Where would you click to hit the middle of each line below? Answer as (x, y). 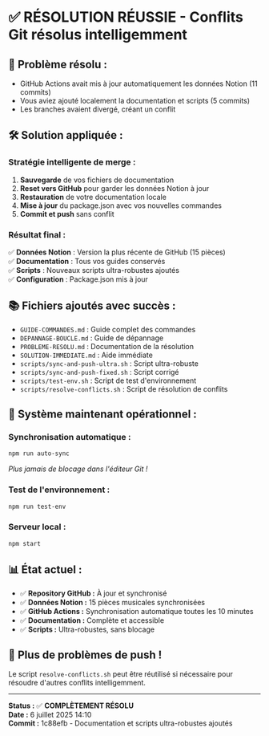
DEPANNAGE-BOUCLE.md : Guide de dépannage (92, 338)
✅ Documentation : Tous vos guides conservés (87, 261)
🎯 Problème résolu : (58, 64)
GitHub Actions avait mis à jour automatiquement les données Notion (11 (139, 83)
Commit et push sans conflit (67, 213)
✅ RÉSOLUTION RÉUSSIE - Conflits (126, 17)
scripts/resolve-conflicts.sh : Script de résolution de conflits (124, 388)
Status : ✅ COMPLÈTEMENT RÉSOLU (71, 706)
